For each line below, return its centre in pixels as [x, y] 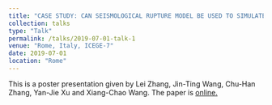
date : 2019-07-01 [38, 53]
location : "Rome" [38, 61]
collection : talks [39, 23]
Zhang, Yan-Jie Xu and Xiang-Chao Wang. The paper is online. [113, 92]
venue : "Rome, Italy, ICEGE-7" [61, 46]
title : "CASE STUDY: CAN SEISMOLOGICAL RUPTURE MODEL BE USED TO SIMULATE [137, 16]
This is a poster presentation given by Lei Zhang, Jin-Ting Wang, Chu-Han [132, 84]
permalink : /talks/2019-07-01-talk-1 [72, 38]
